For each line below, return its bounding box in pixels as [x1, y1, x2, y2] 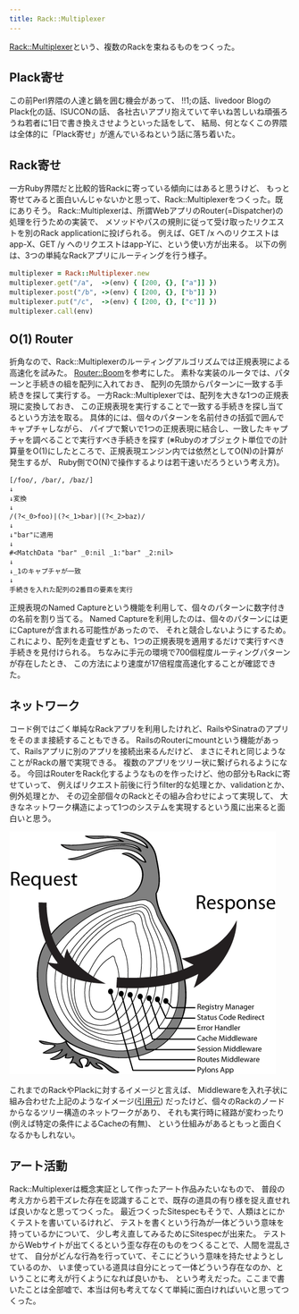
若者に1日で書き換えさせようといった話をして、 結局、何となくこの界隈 [24, 117, 288, 129]
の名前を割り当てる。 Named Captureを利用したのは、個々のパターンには [9, 614, 281, 624]
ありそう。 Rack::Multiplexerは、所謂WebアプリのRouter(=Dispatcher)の [16, 206, 284, 216]
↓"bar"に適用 [9, 530, 54, 540]
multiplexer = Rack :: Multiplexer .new [9, 269, 150, 278]
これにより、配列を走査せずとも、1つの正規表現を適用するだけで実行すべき [9, 636, 286, 647]
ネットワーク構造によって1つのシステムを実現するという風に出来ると [24, 801, 278, 813]
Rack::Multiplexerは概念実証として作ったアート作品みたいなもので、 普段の [9, 1183, 286, 1194]
